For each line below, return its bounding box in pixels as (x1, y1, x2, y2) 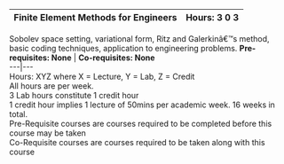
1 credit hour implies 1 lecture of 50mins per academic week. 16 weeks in (9, 99, 275, 110)
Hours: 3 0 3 (185, 12, 240, 23)
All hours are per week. (9, 81, 95, 91)
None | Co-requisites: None (51, 52, 155, 63)
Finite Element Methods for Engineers (13, 12, 177, 23)
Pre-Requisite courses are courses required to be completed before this (9, 119, 272, 129)
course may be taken (9, 128, 87, 138)
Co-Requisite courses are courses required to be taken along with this (9, 137, 265, 147)
